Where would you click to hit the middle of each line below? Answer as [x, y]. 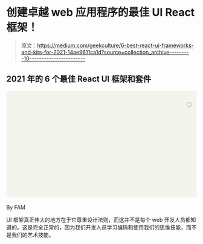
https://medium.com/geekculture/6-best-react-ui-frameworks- [116, 45]
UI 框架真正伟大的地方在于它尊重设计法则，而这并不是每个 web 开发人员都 [98, 220]
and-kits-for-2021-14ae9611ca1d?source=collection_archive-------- [105, 52]
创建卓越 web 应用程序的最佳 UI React [101, 12]
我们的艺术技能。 [33, 235]
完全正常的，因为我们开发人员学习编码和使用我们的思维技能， [109, 228]
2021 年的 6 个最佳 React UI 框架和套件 [79, 79]
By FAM [16, 207]
